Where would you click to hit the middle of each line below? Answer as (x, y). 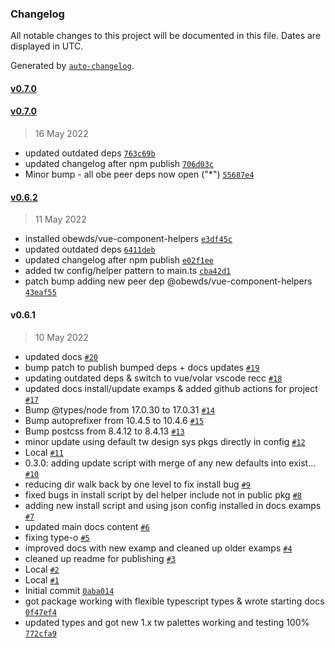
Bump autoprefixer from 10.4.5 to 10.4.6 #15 (114, 420)
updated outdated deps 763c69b (90, 153)
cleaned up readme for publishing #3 (100, 558)
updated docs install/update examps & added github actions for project (171, 388)
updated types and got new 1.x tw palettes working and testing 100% (167, 622)
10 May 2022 (61, 337)
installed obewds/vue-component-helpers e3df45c (128, 239)
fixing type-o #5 (57, 537)
